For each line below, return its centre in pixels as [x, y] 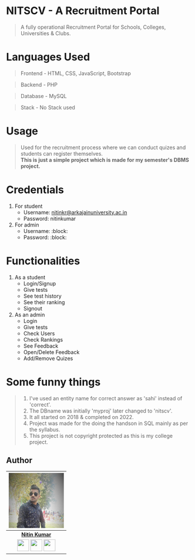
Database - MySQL [43, 96]
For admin [27, 225]
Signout [33, 308]
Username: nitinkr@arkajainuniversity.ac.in [75, 212]
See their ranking [44, 302]
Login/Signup [40, 284]
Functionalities [43, 261]
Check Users [39, 333]
